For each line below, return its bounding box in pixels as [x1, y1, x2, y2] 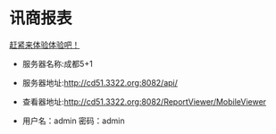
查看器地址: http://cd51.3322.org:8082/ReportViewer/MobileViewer [21, 96, 266, 107]
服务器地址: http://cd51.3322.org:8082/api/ [21, 77, 179, 88]
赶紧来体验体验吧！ [9, 39, 80, 50]
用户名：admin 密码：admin [21, 115, 125, 126]
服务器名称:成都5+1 [21, 58, 94, 69]
